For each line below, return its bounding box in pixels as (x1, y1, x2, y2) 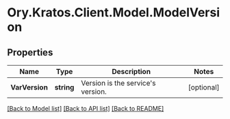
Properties (7, 47, 53, 58)
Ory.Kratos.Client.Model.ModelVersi (7, 5, 220, 21)
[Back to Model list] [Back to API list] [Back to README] (7, 105, 164, 112)
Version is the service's (81, 79, 156, 88)
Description (112, 67, 151, 76)
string (54, 83, 75, 92)
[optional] (188, 83, 220, 92)
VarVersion (10, 83, 48, 92)
